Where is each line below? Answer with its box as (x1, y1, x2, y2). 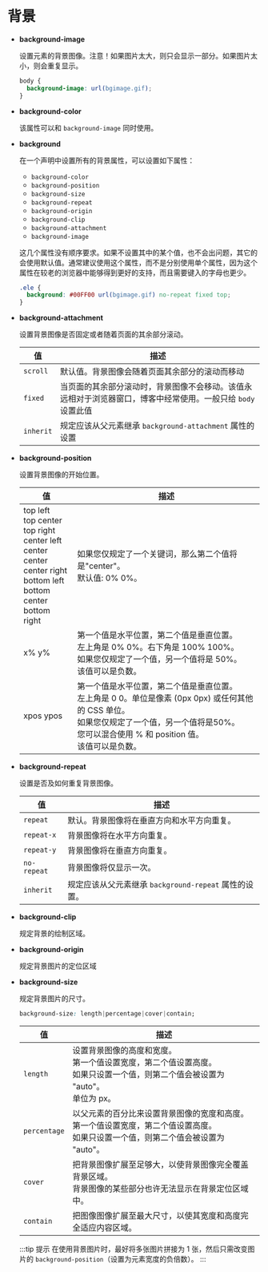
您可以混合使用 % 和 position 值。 (77, 729, 204, 740)
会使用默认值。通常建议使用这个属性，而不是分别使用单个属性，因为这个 (18, 257, 258, 267)
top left (22, 505, 50, 516)
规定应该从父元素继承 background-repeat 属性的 (67, 879, 246, 890)
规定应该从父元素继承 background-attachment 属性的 (60, 420, 255, 431)
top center (22, 515, 62, 526)
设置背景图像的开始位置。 (18, 470, 104, 479)
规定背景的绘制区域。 (18, 929, 90, 939)
